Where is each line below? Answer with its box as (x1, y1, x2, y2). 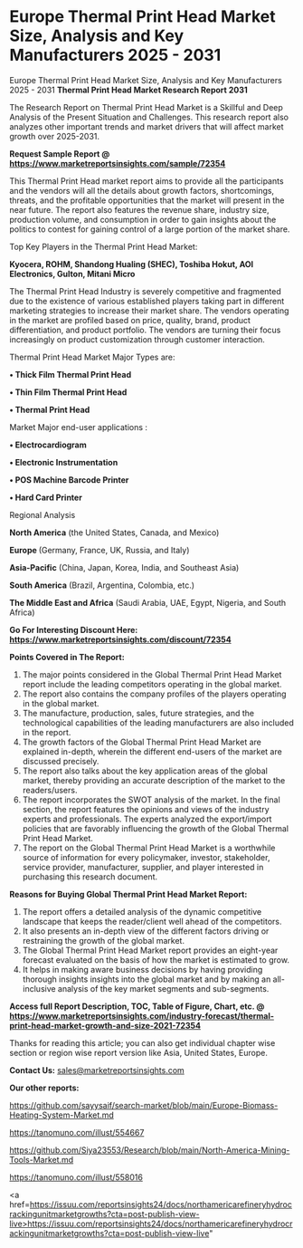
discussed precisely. (22, 755, 99, 766)
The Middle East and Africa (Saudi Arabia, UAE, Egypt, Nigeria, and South (9, 597, 287, 608)
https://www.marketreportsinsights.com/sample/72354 (9, 158, 226, 168)
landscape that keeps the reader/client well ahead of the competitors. (22, 916, 282, 926)
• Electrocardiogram (9, 439, 88, 450)
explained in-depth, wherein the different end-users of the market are (22, 745, 282, 757)
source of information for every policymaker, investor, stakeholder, (22, 851, 270, 862)
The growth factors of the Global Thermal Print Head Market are (22, 736, 262, 747)
